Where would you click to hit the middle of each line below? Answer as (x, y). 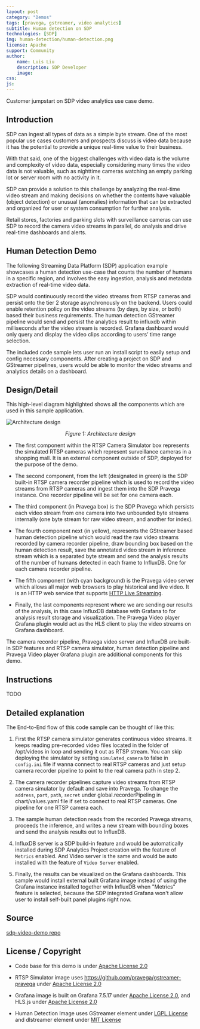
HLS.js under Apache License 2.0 (56, 1002)
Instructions (29, 680)
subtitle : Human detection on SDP (49, 28)
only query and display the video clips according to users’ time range (91, 334)
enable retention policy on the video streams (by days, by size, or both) (94, 309)
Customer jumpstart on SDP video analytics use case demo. (80, 101)
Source (20, 918)
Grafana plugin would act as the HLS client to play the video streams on (103, 624)
